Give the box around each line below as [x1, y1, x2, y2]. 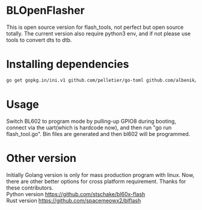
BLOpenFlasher [6, 4, 85, 17]
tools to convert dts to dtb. [6, 36, 72, 43]
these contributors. [6, 184, 54, 191]
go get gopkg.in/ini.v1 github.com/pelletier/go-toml [6, 77, 144, 83]
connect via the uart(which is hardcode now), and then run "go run [6, 124, 172, 131]
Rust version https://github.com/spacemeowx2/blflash [6, 197, 141, 204]
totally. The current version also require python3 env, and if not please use [6, 29, 191, 37]
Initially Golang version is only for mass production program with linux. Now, [6, 171, 195, 178]
